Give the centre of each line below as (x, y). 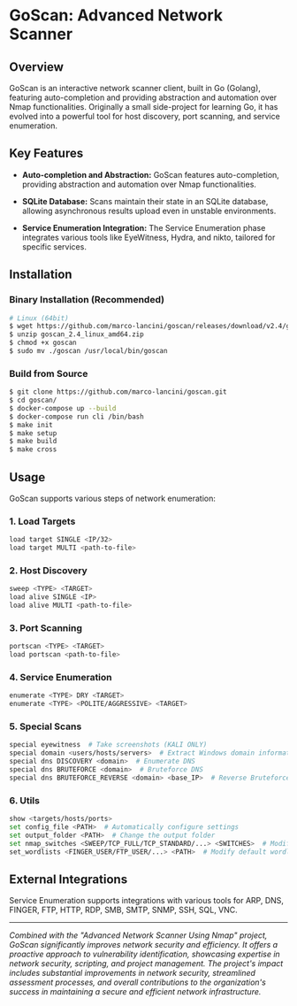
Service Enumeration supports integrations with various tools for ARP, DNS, (147, 901)
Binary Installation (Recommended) (87, 300)
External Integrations (69, 879)
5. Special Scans (46, 726)
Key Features (46, 154)
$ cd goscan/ (33, 400)
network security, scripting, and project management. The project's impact (146, 964)
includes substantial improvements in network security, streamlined (133, 973)
